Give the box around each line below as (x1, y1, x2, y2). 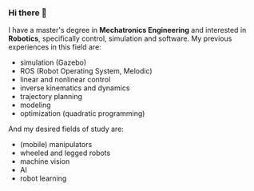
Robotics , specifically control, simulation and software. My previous (8, 34, 232, 43)
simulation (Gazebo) (19, 58, 87, 67)
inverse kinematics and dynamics (19, 83, 130, 93)
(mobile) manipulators (19, 140, 93, 149)
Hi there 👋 (8, 7, 48, 18)
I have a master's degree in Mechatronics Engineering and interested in (8, 26, 247, 35)
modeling (19, 100, 51, 110)
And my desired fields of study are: (8, 124, 124, 134)
